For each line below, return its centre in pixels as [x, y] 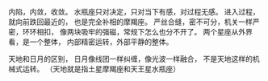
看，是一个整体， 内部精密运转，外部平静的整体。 [91, 42]
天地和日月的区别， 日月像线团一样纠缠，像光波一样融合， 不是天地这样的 [130, 59]
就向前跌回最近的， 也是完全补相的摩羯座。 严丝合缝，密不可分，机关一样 [130, 22]
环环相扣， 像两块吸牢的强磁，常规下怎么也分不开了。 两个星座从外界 [137, 32]
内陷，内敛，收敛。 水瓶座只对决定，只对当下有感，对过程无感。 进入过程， [134, 12]
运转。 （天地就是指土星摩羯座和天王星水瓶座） [101, 69]
